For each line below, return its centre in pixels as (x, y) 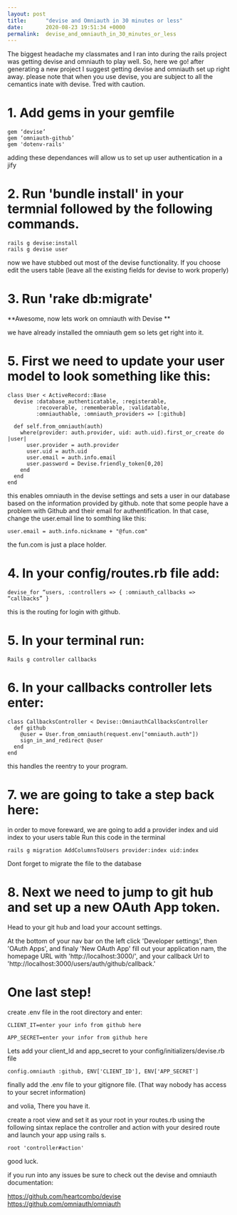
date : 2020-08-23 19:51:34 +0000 (67, 27)
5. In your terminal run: (76, 641)
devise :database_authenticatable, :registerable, (90, 401)
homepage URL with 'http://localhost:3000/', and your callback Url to (109, 956)
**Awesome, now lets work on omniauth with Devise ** (89, 319)
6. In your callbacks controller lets (110, 688)
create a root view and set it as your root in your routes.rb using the (106, 1120)
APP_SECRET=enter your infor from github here (78, 1037)
